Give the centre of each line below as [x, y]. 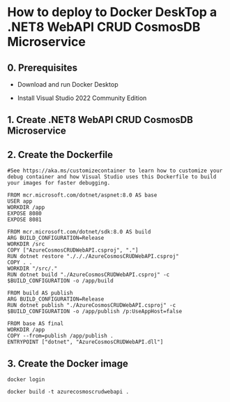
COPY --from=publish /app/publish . [60, 336]
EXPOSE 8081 [24, 220]
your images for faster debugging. [59, 183]
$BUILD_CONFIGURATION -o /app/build [60, 281]
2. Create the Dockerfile [60, 155]
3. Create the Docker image [68, 363]
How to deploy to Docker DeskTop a [112, 12]
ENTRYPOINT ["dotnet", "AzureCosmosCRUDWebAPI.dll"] [85, 342]
